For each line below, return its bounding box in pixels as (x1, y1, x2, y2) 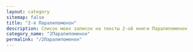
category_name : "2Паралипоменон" (6, 31, 90, 37)
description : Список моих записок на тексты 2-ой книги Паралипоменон (6, 25, 188, 32)
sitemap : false (6, 14, 45, 20)
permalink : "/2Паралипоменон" (6, 36, 83, 42)
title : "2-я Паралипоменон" (6, 20, 77, 26)
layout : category (6, 8, 50, 15)
